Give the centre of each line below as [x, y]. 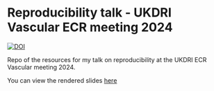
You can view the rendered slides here [62, 80]
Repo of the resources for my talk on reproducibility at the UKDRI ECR [107, 59]
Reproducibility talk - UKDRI [90, 13]
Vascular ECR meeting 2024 [90, 27]
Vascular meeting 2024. [41, 67]
